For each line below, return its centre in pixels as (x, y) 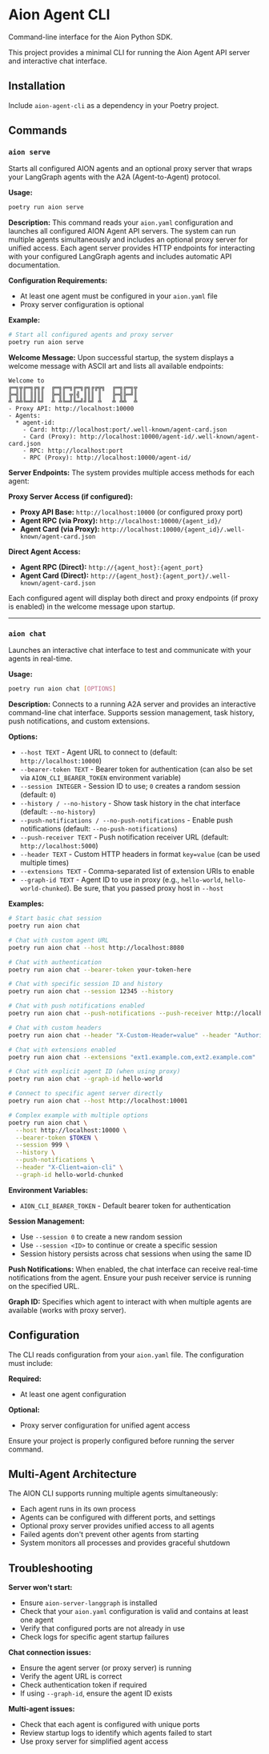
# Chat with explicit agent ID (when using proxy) (94, 1071)
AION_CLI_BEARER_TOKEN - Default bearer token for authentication (125, 1205)
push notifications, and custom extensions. (79, 721)
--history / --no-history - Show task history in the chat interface (130, 803)
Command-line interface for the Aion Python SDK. (91, 37)
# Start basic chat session (55, 919)
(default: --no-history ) (58, 812)
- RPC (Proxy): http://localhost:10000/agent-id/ (107, 458)
